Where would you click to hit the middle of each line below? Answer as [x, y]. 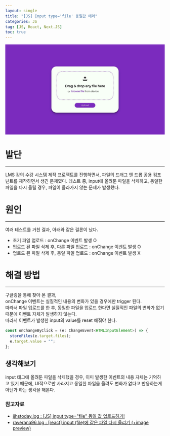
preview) [22, 428]
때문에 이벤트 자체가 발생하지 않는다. [41, 314]
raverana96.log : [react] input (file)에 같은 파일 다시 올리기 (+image [81, 423]
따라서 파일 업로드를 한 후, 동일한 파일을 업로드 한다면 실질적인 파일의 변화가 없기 [85, 308]
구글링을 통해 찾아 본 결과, [31, 295]
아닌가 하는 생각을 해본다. [30, 390]
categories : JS [21, 21]
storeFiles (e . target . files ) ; [40, 336]
